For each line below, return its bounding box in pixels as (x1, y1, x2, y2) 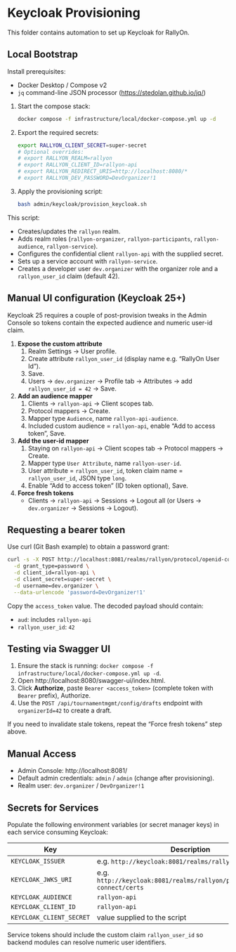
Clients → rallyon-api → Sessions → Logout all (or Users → (27, 496, 202, 504)
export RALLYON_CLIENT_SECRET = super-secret (17, 142, 147, 149)
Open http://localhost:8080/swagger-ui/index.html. (17, 677, 166, 685)
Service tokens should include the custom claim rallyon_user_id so (7, 931, 204, 939)
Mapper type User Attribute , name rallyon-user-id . (27, 459, 182, 467)
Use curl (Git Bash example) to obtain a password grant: (7, 542, 170, 551)
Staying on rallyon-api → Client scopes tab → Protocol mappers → (27, 444, 223, 452)
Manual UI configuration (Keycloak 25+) (7, 292, 186, 304)
